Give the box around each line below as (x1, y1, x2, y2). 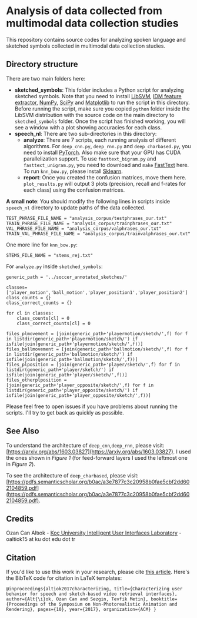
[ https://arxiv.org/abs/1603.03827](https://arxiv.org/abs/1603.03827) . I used (6, 448, 191, 455)
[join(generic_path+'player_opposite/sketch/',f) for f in (6, 382, 154, 388)
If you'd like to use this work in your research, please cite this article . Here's (6, 569, 190, 576)
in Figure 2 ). (6, 460, 35, 467)
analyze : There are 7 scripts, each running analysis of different (23, 136, 176, 143)
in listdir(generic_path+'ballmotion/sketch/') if (6, 351, 133, 357)
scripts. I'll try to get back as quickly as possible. (6, 409, 125, 416)
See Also (6, 426, 39, 436)
